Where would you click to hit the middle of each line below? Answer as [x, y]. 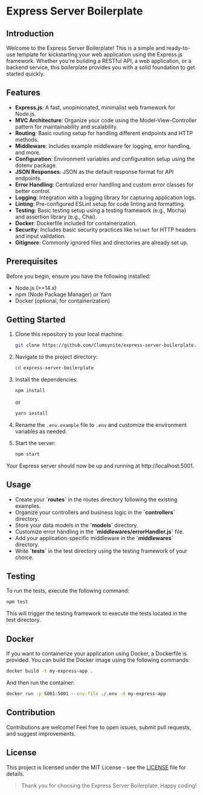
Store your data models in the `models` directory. [76, 525]
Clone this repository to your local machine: [69, 334]
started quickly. [26, 74]
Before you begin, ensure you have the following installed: [79, 276]
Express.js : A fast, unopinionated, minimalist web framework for [95, 107]
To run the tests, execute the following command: [68, 591]
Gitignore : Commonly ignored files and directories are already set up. [101, 242]
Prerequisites [32, 262]
